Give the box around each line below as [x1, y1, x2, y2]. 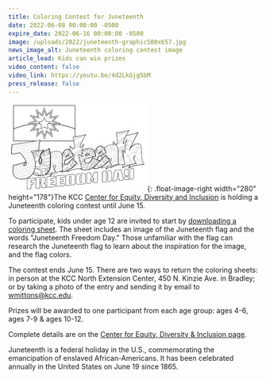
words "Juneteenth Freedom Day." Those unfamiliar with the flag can [8, 232, 233, 242]
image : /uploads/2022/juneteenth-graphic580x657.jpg [8, 38, 187, 46]
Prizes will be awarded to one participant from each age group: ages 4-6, [8, 305, 249, 315]
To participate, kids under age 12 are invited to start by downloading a [8, 216, 237, 225]
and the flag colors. [8, 250, 72, 259]
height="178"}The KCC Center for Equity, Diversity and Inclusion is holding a [8, 192, 259, 201]
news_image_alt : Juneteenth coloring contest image [8, 46, 183, 55]
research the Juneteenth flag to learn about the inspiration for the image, [8, 241, 247, 251]
